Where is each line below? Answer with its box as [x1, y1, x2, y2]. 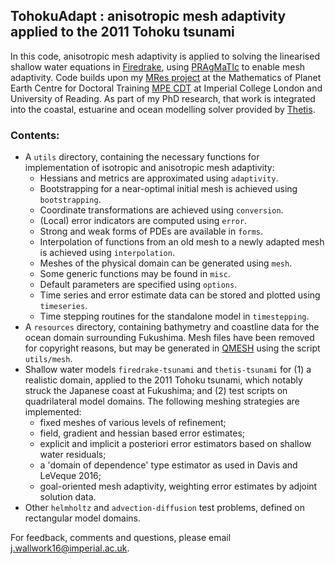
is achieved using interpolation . [39, 247, 175, 259]
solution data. [39, 491, 97, 503]
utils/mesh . [24, 353, 73, 365]
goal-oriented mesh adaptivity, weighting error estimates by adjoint [39, 480, 318, 493]
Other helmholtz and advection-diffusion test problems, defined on [24, 502, 305, 514]
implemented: [24, 406, 82, 418]
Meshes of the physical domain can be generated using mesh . [39, 257, 293, 269]
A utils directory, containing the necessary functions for [24, 151, 260, 163]
